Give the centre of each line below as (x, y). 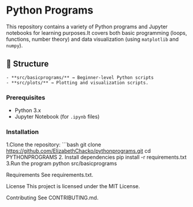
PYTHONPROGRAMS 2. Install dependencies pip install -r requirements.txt (96, 157)
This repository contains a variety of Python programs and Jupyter (87, 27)
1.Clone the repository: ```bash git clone (54, 144)
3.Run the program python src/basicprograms (61, 163)
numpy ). (14, 45)
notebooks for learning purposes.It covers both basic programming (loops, (96, 32)
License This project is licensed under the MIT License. (73, 186)
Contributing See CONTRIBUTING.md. (52, 198)
